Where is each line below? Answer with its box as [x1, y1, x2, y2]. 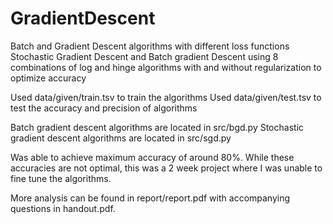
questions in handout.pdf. [10, 202, 116, 214]
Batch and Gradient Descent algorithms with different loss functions [10, 40, 290, 52]
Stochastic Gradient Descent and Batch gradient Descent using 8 [10, 50, 279, 62]
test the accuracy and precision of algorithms [10, 102, 198, 114]
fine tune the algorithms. [10, 172, 112, 184]
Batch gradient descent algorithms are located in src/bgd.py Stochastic [10, 121, 305, 133]
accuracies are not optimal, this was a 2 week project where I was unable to [10, 162, 323, 174]
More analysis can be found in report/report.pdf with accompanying [10, 192, 291, 204]
